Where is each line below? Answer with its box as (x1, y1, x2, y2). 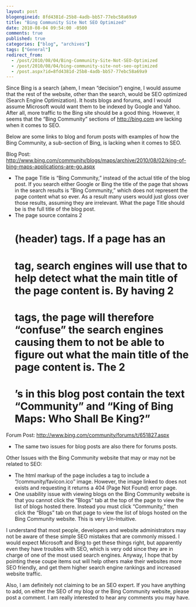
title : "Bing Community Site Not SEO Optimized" (6, 19, 127, 25)
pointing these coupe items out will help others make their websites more (6, 557, 182, 565)
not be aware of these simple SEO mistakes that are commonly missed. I (6, 533, 180, 540)
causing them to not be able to (14, 335, 165, 349)
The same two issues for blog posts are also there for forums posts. (14, 443, 178, 450)
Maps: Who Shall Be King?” (14, 412, 150, 425)
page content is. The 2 (14, 361, 125, 373)
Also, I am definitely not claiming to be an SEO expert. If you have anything (6, 581, 185, 588)
